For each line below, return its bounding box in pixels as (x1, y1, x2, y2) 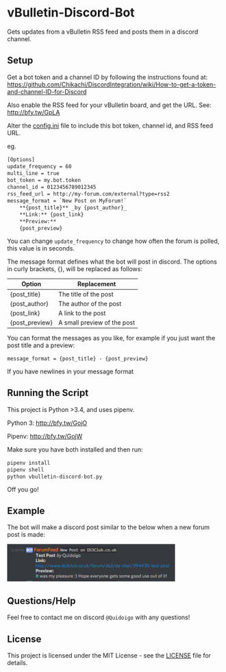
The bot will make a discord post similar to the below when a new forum (7, 523, 210, 531)
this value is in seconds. (7, 244, 75, 252)
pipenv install (7, 459, 51, 466)
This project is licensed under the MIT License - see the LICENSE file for (7, 651, 211, 660)
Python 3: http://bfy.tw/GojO (7, 419, 88, 427)
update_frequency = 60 (7, 163, 72, 170)
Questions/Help (7, 595, 77, 607)
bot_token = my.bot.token (7, 176, 81, 183)
